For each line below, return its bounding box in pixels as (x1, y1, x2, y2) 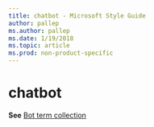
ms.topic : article (8, 42, 70, 50)
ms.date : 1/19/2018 (8, 34, 74, 43)
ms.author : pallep (8, 27, 70, 35)
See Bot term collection (8, 110, 87, 120)
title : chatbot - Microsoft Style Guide (8, 11, 147, 20)
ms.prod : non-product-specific (8, 49, 114, 57)
